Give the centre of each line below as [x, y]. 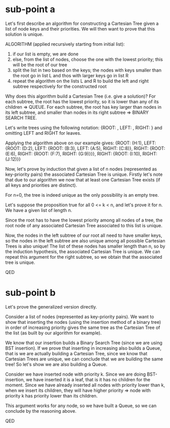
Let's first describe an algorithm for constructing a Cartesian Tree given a [82, 23]
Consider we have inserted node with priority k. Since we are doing [76, 374]
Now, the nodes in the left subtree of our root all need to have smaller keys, [84, 235]
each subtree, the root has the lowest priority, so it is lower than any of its [82, 101]
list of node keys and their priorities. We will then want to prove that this [80, 28]
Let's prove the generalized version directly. [51, 307]
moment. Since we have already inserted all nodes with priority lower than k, [85, 385]
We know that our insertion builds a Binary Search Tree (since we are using [84, 343]
